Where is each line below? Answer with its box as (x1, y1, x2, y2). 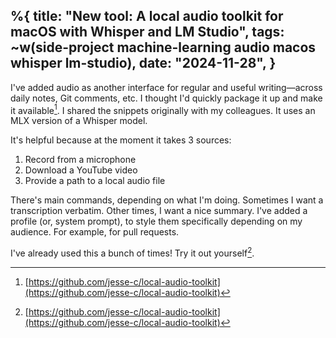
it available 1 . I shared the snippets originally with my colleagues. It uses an (10, 102, 316, 116)
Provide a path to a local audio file (24, 175, 166, 187)
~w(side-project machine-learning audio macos (10, 39, 317, 56)
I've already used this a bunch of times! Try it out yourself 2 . (10, 245, 255, 259)
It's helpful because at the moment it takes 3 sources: (10, 134, 232, 146)
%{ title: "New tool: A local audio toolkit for (10, 8, 284, 25)
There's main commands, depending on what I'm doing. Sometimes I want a (10, 194, 324, 206)
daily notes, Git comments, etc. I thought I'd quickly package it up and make (10, 92, 323, 104)
